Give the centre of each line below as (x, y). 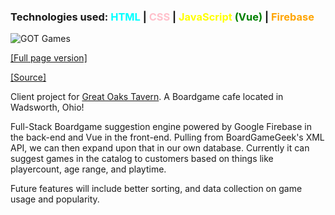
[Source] (28, 77)
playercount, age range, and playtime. (88, 169)
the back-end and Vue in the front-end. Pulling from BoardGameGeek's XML (167, 137)
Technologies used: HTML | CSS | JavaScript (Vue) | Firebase (162, 17)
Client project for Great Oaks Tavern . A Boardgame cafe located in (147, 97)
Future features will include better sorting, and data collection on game (156, 189)
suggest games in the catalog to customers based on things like (142, 159)
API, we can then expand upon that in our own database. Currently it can (160, 148)
